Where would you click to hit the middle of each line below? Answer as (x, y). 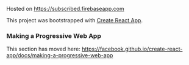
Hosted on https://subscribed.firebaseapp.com (65, 9)
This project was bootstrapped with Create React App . (75, 20)
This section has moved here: (43, 49)
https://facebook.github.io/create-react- (132, 49)
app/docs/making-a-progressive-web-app (60, 55)
